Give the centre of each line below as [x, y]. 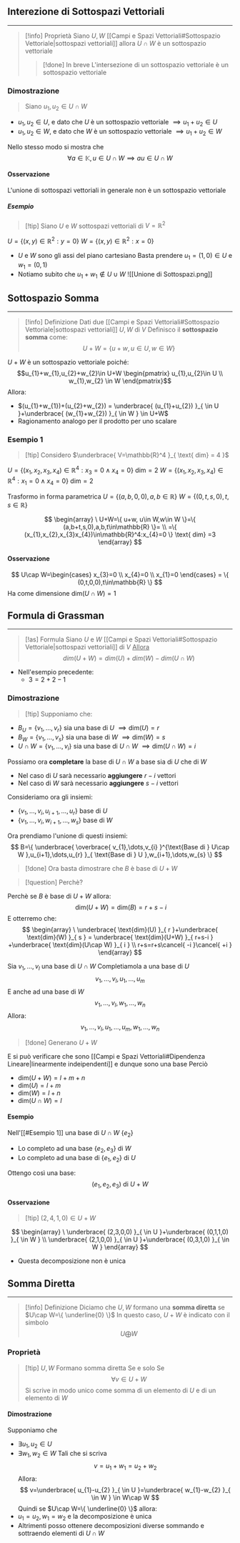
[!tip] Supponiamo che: [59, 714]
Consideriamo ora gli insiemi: [50, 797]
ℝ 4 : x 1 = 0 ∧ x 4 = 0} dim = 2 [50, 481]
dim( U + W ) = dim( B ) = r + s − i [121, 907]
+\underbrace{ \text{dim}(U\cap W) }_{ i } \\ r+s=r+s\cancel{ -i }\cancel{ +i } [120, 944]
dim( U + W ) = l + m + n [51, 1077]
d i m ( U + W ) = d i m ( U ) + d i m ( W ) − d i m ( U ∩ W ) [129, 658]
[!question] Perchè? [54, 882]
